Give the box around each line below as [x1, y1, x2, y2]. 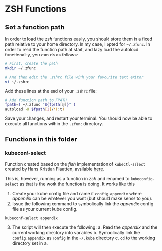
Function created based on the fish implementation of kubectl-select [5, 161, 146, 167]
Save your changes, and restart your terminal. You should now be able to [5, 115, 153, 121]
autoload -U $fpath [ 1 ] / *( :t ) [5, 107, 65, 112]
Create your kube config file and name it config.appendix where [12, 190, 142, 196]
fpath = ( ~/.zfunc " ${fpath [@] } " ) [5, 102, 76, 107]
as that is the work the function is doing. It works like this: [19, 181, 136, 187]
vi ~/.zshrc [5, 79, 29, 84]
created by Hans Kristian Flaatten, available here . [5, 166, 105, 172]
